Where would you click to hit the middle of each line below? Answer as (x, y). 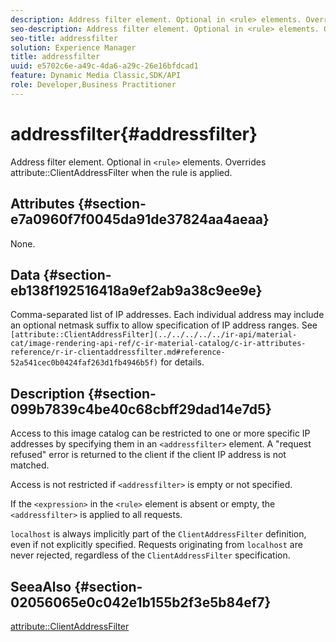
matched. (30, 465)
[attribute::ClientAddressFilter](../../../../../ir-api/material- (154, 335)
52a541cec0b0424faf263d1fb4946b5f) (84, 363)
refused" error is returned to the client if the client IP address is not (148, 455)
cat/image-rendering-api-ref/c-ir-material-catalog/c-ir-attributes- (158, 344)
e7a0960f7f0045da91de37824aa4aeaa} (140, 219)
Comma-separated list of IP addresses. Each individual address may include (167, 315)
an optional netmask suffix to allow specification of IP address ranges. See (164, 325)
